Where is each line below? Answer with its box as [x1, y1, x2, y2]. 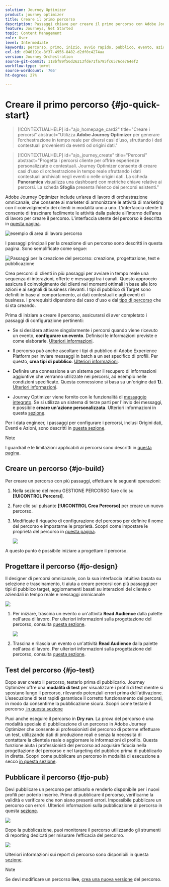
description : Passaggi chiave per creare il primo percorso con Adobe [5, 21, 156, 27]
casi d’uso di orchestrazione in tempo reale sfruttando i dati [17, 168, 141, 174]
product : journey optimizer [5, 12, 64, 17]
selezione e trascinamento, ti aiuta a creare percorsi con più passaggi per [5, 581, 157, 587]
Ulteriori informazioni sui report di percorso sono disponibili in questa [5, 851, 149, 858]
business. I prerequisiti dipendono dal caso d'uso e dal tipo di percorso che [5, 297, 161, 303]
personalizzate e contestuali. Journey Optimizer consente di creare [17, 163, 157, 169]
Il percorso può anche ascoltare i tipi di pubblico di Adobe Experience [12, 348, 157, 354]
